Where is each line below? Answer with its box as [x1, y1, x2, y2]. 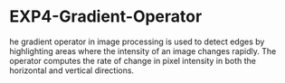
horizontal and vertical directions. [9, 65, 134, 76]
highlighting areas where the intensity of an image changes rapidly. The [9, 45, 277, 56]
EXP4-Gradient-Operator [9, 6, 203, 27]
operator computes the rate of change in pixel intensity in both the [9, 55, 256, 66]
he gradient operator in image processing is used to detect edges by [9, 36, 265, 47]
